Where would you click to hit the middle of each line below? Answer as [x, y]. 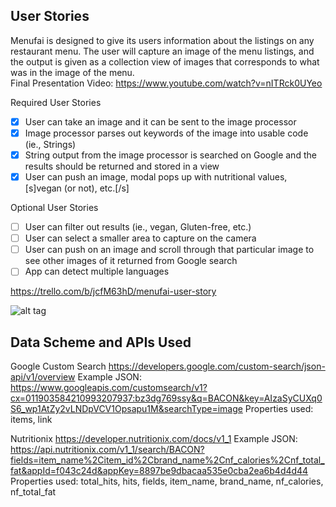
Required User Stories [56, 102]
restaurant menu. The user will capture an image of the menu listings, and [162, 51]
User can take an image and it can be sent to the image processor [160, 121]
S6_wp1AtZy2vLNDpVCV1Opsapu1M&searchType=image [126, 409]
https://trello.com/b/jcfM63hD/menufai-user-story [113, 291]
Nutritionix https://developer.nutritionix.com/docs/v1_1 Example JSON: [154, 439]
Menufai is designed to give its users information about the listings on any [162, 40]
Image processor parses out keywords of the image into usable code [166, 133]
